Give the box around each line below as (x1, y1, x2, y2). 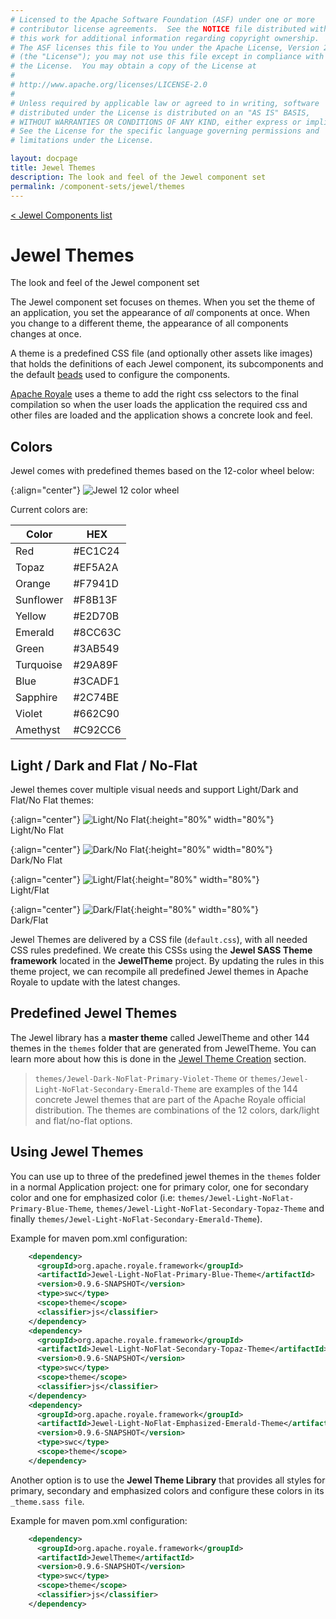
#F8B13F (73, 593, 118, 607)
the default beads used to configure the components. (10, 369, 231, 381)
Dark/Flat (10, 914, 49, 926)
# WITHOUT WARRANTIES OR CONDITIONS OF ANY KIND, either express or (10, 117, 302, 127)
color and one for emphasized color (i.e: (10, 1191, 176, 1203)
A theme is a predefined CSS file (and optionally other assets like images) (10, 347, 313, 360)
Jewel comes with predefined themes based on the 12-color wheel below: (10, 465, 315, 477)
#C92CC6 (73, 723, 122, 737)
